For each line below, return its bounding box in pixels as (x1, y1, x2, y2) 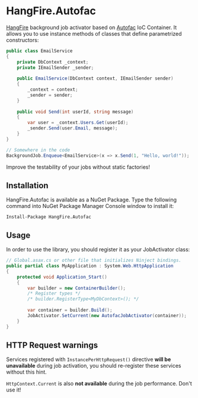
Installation (6, 180, 49, 191)
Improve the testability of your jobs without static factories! (6, 163, 150, 170)
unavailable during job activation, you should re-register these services (6, 362, 181, 369)
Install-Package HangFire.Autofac (6, 214, 92, 220)
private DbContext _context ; (17, 59, 89, 65)
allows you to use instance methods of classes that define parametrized (6, 30, 182, 37)
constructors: (6, 36, 39, 43)
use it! (6, 386, 21, 393)
